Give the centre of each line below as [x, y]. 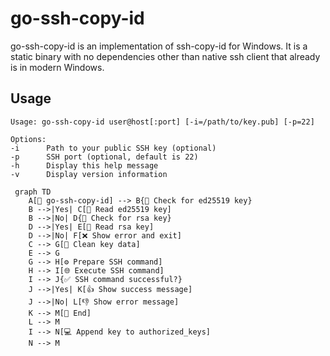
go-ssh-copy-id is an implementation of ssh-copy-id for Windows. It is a [159, 46]
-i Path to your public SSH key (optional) [113, 148]
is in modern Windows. [57, 67]
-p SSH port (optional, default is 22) [104, 157]
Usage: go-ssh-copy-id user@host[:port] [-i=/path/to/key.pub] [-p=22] [162, 122]
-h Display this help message [84, 165]
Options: [28, 139]
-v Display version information [89, 174]
